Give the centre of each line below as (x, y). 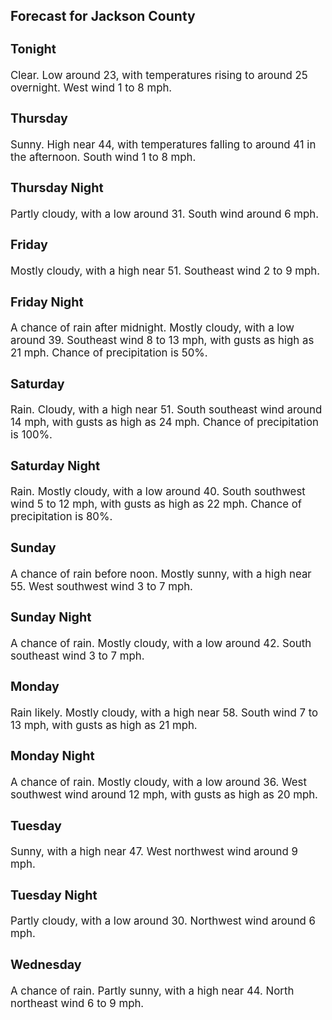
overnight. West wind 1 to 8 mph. (91, 87)
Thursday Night (57, 188)
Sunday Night (51, 617)
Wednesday (46, 964)
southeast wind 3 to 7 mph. (77, 656)
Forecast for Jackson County (103, 16)
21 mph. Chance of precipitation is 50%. (109, 353)
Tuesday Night (54, 895)
